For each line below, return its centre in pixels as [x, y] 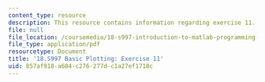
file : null [26, 30]
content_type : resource [47, 15]
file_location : [33, 37]
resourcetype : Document [47, 52]
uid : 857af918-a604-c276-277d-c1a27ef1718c [81, 66]
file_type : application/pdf [54, 45]
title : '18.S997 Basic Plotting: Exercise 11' [86, 59]
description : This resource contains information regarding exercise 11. [132, 23]
